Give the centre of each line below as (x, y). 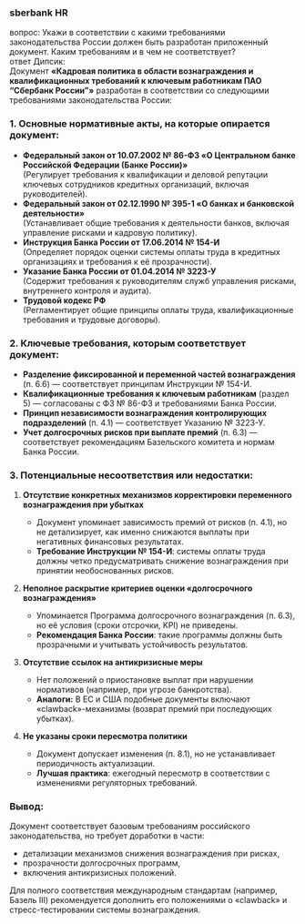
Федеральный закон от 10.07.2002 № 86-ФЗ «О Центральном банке (159, 155)
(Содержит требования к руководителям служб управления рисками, (159, 280)
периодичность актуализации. (96, 764)
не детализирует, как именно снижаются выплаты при (142, 532)
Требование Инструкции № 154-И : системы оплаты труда (151, 552)
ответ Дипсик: (37, 62)
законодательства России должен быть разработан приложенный (139, 42)
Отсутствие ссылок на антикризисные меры (112, 663)
